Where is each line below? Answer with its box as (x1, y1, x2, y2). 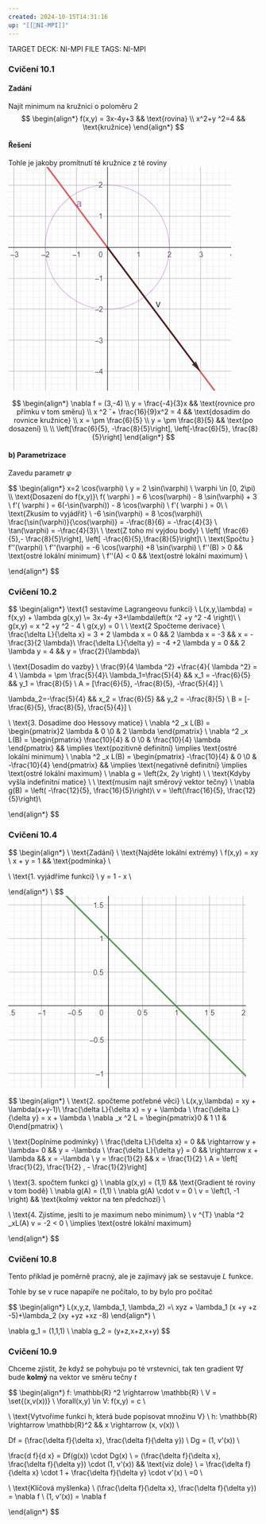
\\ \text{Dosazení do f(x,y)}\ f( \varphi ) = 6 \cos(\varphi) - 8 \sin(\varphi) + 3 (8, 492, 257, 502)
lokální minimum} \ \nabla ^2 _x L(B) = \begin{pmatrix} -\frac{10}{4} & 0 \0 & (8, 752, 257, 762)
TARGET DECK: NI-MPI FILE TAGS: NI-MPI (8, 44, 147, 53)
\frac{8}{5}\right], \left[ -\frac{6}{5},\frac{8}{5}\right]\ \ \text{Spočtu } (25, 534, 254, 544)
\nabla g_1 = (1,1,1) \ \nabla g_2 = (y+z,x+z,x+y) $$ (8, 1326, 171, 1336)
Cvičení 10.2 (8, 586, 57, 597)
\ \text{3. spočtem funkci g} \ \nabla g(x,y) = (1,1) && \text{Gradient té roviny (8, 1177, 256, 1187)
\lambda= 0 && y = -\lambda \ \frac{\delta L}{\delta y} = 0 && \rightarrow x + (8, 1145, 259, 1154)
